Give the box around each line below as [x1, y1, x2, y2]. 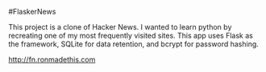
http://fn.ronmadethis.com [8, 55, 96, 64]
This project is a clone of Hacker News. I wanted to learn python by [8, 22, 232, 31]
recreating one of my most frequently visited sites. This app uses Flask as [8, 31, 254, 40]
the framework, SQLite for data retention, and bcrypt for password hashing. [8, 39, 260, 49]
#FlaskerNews [8, 7, 56, 16]
